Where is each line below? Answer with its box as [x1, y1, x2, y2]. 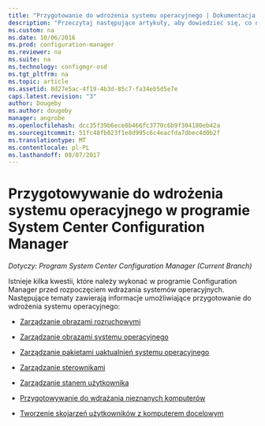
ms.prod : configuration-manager [8, 41, 114, 49]
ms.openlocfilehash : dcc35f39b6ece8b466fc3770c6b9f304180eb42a [8, 121, 221, 129]
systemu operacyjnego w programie [8, 202, 251, 219]
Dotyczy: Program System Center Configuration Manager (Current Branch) [8, 261, 252, 271]
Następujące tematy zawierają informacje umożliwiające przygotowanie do [8, 293, 252, 303]
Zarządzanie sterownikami [19, 363, 106, 372]
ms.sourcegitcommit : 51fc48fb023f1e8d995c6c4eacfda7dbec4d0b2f [8, 129, 221, 136]
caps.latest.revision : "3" [8, 92, 97, 100]
